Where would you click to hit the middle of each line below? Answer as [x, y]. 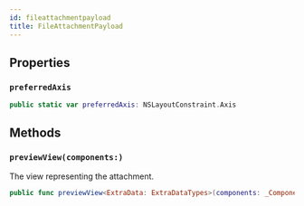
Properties [40, 63]
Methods [35, 133]
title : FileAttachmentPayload [66, 26]
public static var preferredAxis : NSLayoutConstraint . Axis [123, 105]
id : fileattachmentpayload [60, 18]
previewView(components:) [66, 158]
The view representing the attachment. [82, 176]
